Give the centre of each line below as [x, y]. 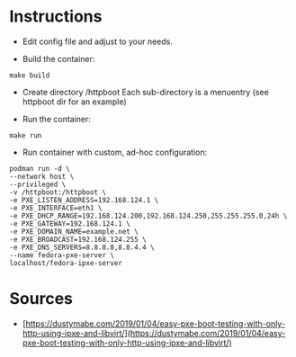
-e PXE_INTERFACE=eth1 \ [56, 208]
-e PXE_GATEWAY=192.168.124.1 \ [70, 223]
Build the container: [58, 58]
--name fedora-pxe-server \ [62, 255]
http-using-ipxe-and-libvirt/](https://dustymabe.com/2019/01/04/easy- [154, 333]
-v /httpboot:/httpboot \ [58, 192]
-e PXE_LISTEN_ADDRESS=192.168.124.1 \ [84, 200]
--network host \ [42, 176]
